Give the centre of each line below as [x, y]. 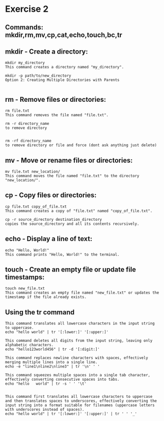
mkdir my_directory [25, 63]
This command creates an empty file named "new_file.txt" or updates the [82, 293]
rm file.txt [17, 111]
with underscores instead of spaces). [45, 410]
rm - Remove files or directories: [56, 99]
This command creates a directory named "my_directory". [65, 67]
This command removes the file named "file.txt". [57, 115]
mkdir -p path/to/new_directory [38, 76]
